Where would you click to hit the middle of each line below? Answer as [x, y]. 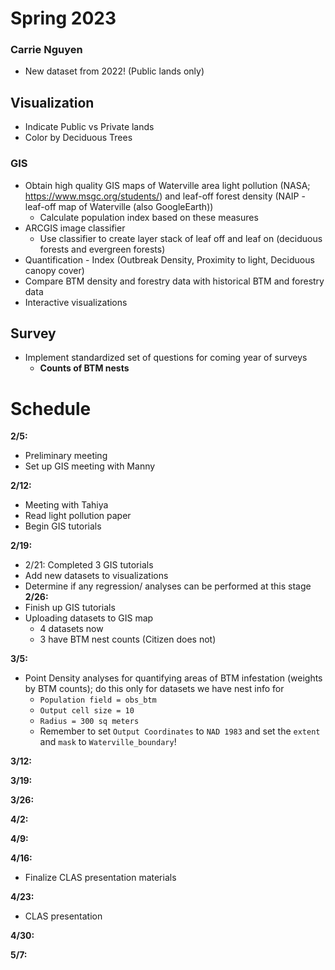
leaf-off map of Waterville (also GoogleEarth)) [119, 206]
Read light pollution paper [78, 516]
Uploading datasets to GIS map [89, 618]
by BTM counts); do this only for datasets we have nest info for [154, 689]
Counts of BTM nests [84, 368]
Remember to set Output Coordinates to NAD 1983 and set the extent [180, 731]
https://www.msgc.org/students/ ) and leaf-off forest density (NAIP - [165, 196]
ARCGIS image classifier [75, 228]
